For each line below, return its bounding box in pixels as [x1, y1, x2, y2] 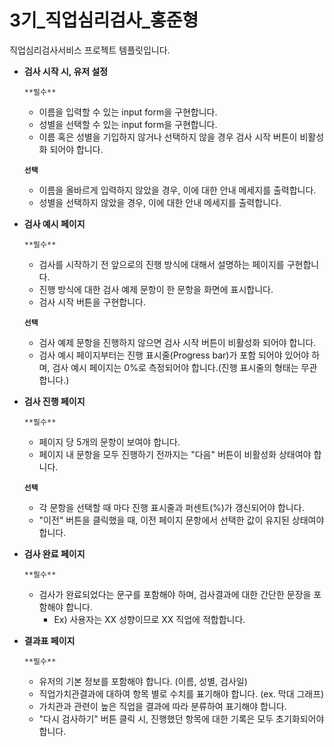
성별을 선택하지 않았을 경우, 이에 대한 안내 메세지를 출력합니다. [38, 196, 282, 208]
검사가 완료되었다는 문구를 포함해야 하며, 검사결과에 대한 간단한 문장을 [38, 588, 312, 600]
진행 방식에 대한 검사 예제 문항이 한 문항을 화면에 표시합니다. [38, 283, 274, 295]
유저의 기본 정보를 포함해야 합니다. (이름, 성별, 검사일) [38, 675, 248, 687]
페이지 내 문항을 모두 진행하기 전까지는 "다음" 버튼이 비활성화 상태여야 [38, 448, 312, 460]
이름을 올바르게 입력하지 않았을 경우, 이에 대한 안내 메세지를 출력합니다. [38, 184, 317, 196]
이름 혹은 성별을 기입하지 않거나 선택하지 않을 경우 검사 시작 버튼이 [38, 131, 298, 143]
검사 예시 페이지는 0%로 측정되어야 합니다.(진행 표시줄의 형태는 [52, 361, 299, 373]
